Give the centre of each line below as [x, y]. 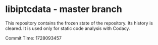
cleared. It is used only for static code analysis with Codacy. [68, 28]
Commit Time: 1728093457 [34, 38]
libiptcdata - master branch [64, 9]
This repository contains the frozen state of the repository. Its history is [79, 23]
